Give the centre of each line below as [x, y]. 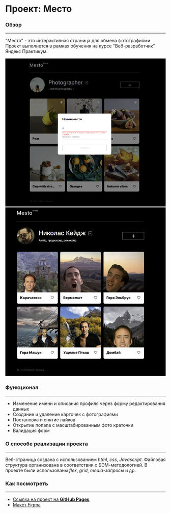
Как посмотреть [27, 483]
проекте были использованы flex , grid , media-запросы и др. [71, 470]
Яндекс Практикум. [26, 51]
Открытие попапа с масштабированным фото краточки [73, 425]
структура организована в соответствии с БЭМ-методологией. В [76, 465]
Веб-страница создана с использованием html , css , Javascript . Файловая [85, 460]
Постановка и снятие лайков [44, 420]
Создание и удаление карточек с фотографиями [65, 414]
